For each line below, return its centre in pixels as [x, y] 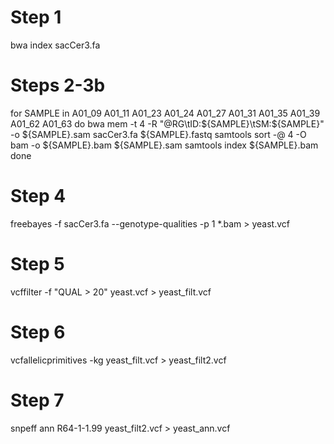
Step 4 [38, 196]
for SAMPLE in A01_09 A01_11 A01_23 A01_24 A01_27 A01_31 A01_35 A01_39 [165, 113]
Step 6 [38, 332]
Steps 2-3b [58, 85]
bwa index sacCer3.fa [55, 45]
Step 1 [36, 17]
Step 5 [37, 264]
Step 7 [37, 400]
